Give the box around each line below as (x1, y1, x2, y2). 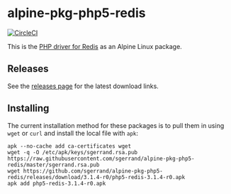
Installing (7, 102, 50, 114)
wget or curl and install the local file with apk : (7, 129, 138, 137)
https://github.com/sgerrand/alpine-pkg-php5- (23, 167, 163, 175)
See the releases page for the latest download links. (7, 82, 159, 90)
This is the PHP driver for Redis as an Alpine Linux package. (7, 42, 182, 50)
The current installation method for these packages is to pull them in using (7, 121, 225, 129)
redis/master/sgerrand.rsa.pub (7, 161, 100, 168)
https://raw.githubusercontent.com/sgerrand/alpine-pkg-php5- (7, 155, 195, 162)
